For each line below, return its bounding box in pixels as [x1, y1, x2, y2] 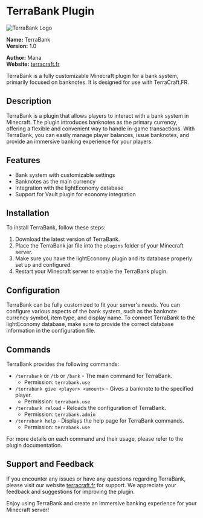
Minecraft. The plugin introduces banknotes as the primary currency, [6, 118, 178, 126]
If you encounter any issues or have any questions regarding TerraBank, [6, 475, 186, 482]
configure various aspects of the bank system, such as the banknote [6, 308, 177, 315]
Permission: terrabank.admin [24, 411, 95, 418]
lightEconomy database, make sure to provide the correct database [6, 321, 174, 328]
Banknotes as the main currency [14, 177, 96, 185]
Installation [6, 208, 50, 218]
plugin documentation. [6, 442, 62, 449]
